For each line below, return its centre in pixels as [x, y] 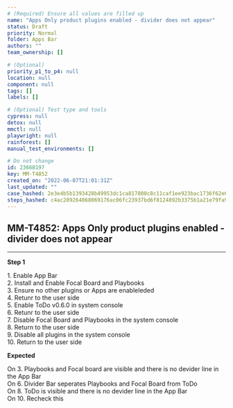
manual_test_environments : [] [51, 149]
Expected [21, 356]
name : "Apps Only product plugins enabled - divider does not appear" [111, 20]
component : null [31, 84]
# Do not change [31, 161]
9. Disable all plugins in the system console [69, 335]
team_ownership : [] [35, 53]
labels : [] [23, 97]
